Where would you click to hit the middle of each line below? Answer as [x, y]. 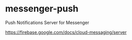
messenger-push [42, 9]
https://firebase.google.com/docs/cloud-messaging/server [66, 32]
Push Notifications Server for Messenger [47, 22]
